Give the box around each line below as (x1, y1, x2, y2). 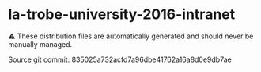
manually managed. (8, 39, 73, 49)
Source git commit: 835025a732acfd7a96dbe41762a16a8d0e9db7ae (8, 55, 232, 64)
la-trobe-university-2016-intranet (8, 5, 236, 23)
